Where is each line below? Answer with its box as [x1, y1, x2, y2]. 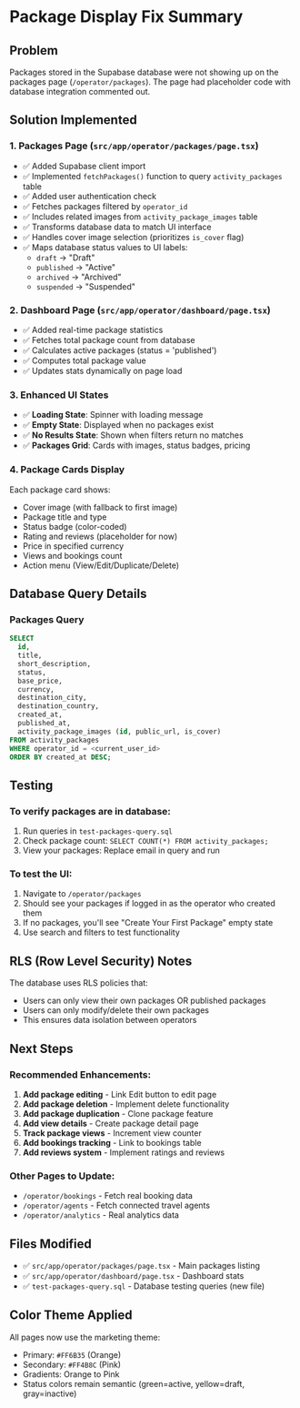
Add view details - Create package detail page [22, 1118, 199, 1129]
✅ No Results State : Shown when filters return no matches [22, 430, 244, 441]
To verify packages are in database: [9, 805, 171, 817]
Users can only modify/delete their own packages [22, 1005, 209, 1016]
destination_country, [17, 702, 100, 711]
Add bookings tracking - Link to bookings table [22, 1137, 202, 1148]
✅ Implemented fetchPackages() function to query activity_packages [22, 170, 283, 181]
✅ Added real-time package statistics [22, 324, 164, 335]
